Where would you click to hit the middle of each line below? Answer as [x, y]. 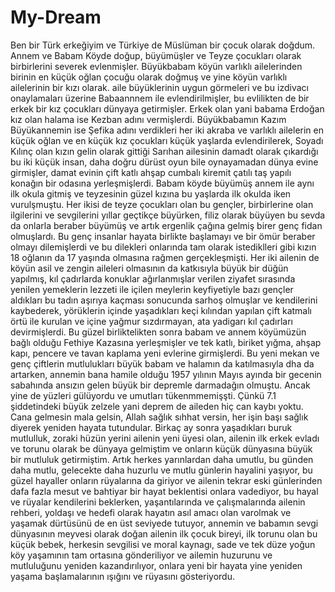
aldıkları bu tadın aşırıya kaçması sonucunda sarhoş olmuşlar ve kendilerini [164, 300]
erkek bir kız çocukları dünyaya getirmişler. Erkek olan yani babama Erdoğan [167, 108]
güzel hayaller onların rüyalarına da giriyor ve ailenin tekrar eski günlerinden [166, 480]
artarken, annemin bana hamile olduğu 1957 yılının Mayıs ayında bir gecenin [166, 374]
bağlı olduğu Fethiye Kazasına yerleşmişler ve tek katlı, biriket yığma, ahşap [166, 342]
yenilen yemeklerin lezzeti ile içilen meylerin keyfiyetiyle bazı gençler [152, 289]
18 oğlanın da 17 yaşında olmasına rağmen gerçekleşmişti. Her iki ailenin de [165, 257]
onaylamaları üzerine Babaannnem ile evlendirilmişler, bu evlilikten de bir [160, 98]
